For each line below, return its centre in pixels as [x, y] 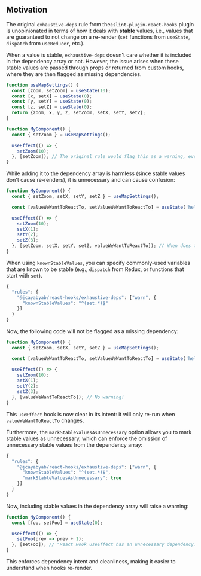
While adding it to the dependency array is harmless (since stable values [96, 173]
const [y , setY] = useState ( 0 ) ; [52, 102]
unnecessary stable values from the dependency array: [74, 444]
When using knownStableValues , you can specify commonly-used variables [98, 263]
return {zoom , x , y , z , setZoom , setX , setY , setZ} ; [79, 113]
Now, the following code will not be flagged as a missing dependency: [92, 331]
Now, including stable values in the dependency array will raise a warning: [98, 506]
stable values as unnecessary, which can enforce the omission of [87, 438]
